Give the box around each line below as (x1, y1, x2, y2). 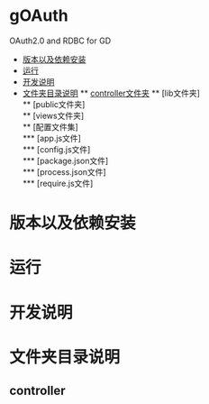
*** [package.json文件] (22, 155, 109, 166)
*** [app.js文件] (22, 133, 81, 143)
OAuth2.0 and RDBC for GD (9, 35, 112, 46)
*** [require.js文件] (22, 178, 94, 188)
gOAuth (9, 5, 69, 26)
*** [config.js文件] (22, 143, 91, 154)
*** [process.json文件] (22, 166, 106, 177)
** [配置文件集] (22, 121, 78, 132)
